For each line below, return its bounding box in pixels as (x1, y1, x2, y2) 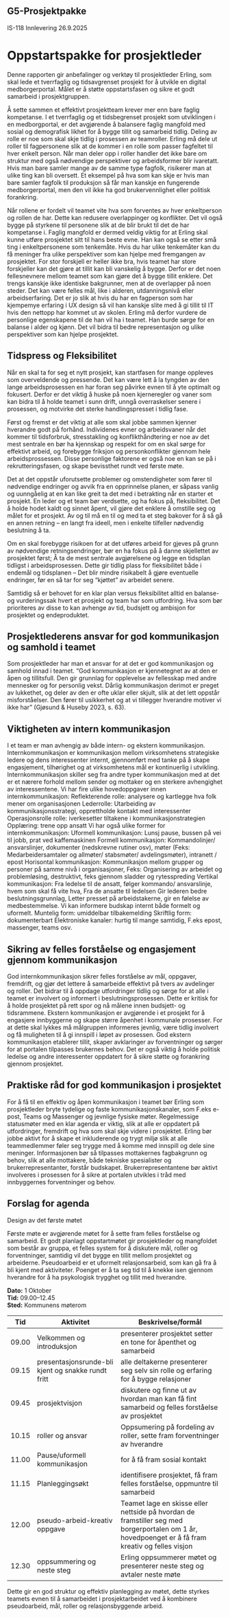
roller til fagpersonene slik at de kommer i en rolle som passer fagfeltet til (7, 142, 214, 150)
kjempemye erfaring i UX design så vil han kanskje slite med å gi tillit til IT (7, 301, 214, 309)
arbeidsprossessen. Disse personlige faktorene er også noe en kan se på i (7, 454, 217, 462)
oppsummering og (36, 1557, 97, 1566)
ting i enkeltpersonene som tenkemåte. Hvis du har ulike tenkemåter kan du (7, 243, 220, 251)
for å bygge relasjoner (120, 1374, 192, 1384)
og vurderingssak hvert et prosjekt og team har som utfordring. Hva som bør (7, 596, 222, 604)
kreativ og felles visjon (120, 1541, 193, 1550)
